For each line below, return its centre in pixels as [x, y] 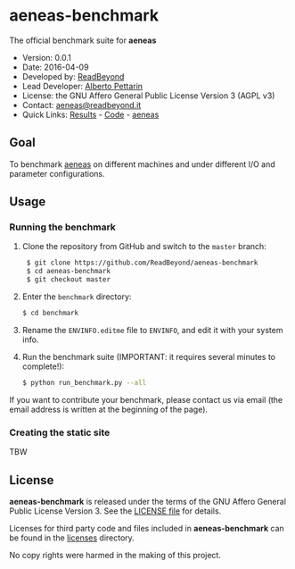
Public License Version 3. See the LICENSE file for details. [115, 511]
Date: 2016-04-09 [55, 67]
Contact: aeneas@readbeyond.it [82, 105]
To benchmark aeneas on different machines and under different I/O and [143, 164]
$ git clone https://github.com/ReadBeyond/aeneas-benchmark [142, 263]
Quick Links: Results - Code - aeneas [90, 114]
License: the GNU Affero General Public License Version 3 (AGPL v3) [148, 96]
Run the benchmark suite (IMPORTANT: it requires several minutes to [149, 356]
